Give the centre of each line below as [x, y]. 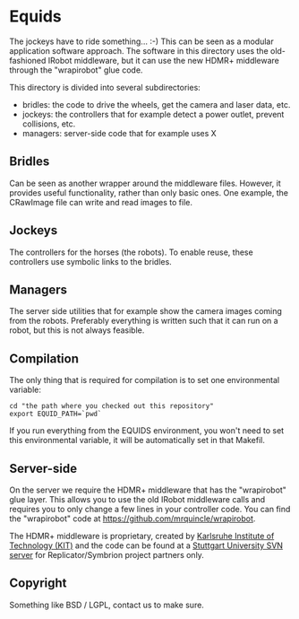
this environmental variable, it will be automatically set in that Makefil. [137, 440]
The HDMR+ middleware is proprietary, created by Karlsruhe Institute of [142, 536]
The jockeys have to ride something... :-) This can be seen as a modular [142, 41]
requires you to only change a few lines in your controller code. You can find [150, 509]
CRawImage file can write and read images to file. [101, 202]
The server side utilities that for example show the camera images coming [145, 311]
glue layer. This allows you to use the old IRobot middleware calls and [137, 499]
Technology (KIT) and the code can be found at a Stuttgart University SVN [146, 545]
